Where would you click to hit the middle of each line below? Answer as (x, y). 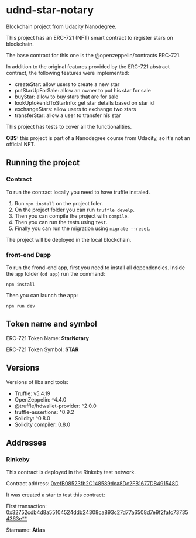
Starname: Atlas (26, 530)
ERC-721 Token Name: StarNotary (48, 338)
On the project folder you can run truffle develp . (74, 210)
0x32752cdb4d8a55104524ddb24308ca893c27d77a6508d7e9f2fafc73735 (97, 512)
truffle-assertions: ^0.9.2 (44, 412)
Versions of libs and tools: (37, 382)
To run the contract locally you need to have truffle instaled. (78, 192)
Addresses (26, 443)
